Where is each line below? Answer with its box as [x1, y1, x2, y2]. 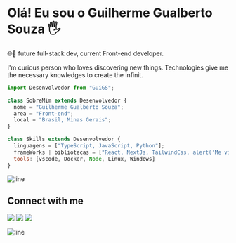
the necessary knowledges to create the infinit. [7, 70, 144, 79]
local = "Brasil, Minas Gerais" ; [13, 117, 112, 124]
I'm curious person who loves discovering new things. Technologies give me [7, 63, 229, 72]
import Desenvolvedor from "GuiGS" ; [7, 84, 114, 91]
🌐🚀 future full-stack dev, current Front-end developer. [7, 49, 164, 58]
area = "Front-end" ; [13, 110, 74, 117]
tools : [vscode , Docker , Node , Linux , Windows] [13, 155, 156, 162]
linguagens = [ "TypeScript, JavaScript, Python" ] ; [13, 143, 165, 150]
